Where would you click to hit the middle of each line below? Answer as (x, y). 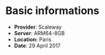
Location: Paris (33, 39)
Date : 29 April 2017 (37, 46)
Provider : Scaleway (38, 27)
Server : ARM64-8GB (39, 33)
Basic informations (52, 11)
